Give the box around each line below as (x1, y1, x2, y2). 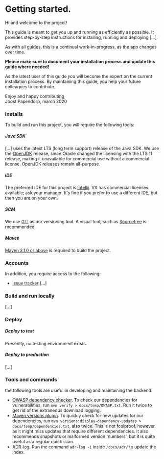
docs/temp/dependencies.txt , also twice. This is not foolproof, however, (12, 423, 156, 429)
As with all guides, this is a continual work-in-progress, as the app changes (5, 44, 157, 50)
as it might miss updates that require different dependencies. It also (12, 428, 149, 434)
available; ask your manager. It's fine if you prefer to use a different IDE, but (5, 190, 158, 196)
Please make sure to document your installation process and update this (5, 58, 155, 64)
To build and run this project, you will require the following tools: (5, 122, 135, 128)
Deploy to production (5, 352, 49, 357)
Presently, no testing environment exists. (5, 340, 87, 346)
